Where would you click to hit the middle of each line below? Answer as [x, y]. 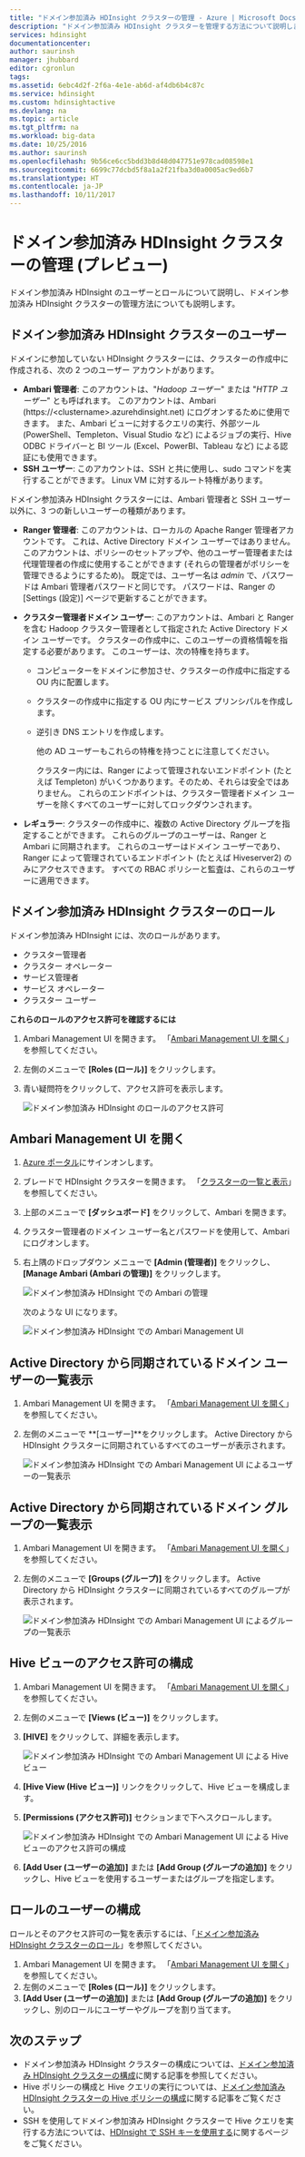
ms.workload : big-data [52, 136]
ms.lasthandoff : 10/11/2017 [63, 195]
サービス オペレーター [64, 988]
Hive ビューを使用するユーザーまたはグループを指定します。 [167, 1878]
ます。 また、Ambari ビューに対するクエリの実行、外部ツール [145, 423]
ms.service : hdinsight [52, 93]
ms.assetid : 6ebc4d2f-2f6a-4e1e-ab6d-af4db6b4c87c [107, 85]
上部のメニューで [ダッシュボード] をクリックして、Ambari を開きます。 [157, 1212]
